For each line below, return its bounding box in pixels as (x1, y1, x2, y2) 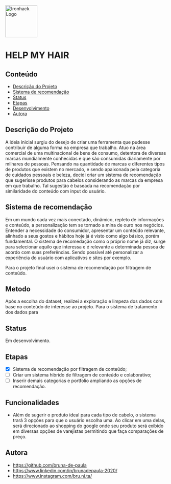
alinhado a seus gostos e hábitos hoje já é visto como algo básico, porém (5, 233, 159, 239)
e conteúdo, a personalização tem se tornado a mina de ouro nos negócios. (5, 222, 164, 228)
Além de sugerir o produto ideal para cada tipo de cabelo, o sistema (12, 412, 156, 418)
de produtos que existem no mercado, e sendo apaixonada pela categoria (5, 166, 161, 172)
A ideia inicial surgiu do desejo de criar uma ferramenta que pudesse (5, 139, 151, 145)
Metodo (5, 285, 31, 293)
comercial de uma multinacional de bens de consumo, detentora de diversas (5, 150, 166, 156)
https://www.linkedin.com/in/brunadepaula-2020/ (12, 467, 117, 473)
